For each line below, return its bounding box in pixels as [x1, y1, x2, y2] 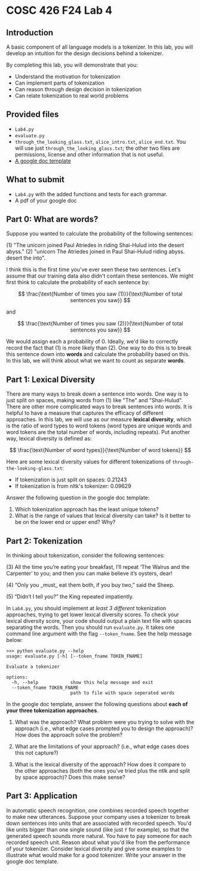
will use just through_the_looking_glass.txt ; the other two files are [14, 144, 180, 152]
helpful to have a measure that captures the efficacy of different [6, 409, 164, 417]
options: [6, 674, 28, 680]
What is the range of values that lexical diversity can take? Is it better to [14, 512, 191, 519]
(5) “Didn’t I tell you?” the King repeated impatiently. [6, 593, 134, 600]
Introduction [6, 28, 54, 38]
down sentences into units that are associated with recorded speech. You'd [6, 819, 192, 827]
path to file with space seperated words [70, 690, 175, 696]
